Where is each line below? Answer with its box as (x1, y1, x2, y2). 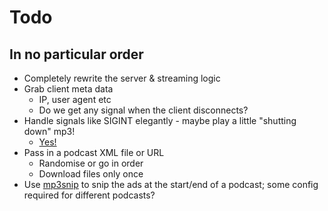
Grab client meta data (23, 83, 114, 95)
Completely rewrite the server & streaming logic (23, 72, 221, 84)
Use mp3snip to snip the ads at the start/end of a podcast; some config (23, 179, 319, 190)
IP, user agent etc (38, 94, 112, 105)
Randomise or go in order (38, 157, 144, 169)
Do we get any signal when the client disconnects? (38, 104, 249, 116)
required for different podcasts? (23, 189, 156, 201)
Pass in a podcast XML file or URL (23, 147, 165, 158)
